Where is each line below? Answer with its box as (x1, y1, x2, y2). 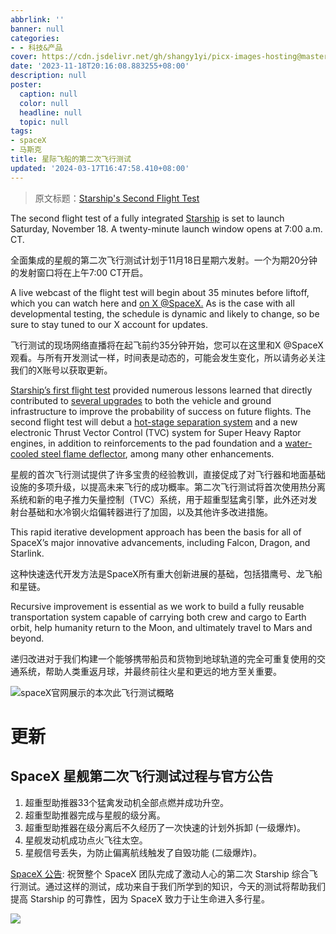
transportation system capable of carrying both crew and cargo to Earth (10, 611, 307, 623)
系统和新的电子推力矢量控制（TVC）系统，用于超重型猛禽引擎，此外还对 (10, 493, 309, 505)
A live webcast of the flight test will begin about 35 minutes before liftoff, (10, 286, 310, 298)
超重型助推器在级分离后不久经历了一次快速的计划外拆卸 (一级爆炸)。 (24, 821, 306, 833)
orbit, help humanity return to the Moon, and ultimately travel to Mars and (10, 621, 313, 633)
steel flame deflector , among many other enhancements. (40, 447, 275, 460)
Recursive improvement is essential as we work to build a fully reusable (10, 600, 305, 612)
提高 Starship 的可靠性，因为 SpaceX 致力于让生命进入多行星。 (10, 892, 271, 905)
